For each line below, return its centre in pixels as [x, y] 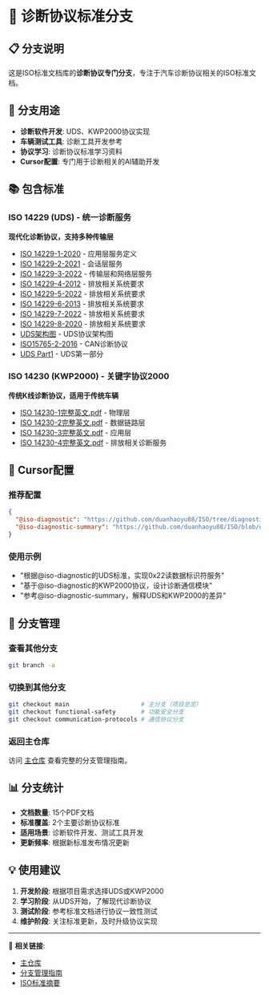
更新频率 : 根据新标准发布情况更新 [74, 842]
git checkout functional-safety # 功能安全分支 [96, 712]
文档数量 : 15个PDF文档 [57, 812]
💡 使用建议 [34, 870]
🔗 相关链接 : [27, 945]
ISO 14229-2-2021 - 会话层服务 [71, 263]
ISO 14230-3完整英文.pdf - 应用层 [76, 432]
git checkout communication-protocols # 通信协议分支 [96, 719]
